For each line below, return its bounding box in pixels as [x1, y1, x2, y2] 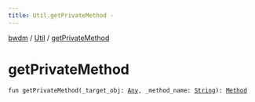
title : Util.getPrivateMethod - [8, 11, 114, 20]
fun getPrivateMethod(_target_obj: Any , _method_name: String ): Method [8, 86, 247, 94]
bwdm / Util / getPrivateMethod [8, 33, 110, 42]
